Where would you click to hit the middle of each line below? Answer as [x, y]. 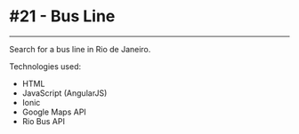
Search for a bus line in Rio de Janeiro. [80, 49]
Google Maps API [54, 112]
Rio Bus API [43, 121]
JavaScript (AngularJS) [65, 93]
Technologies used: [45, 66]
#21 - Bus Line [62, 16]
